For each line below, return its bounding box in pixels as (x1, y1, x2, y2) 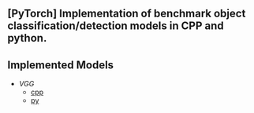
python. (7, 31, 47, 45)
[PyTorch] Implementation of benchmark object (7, 7, 246, 20)
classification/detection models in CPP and (7, 20, 224, 33)
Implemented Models (7, 58, 114, 71)
